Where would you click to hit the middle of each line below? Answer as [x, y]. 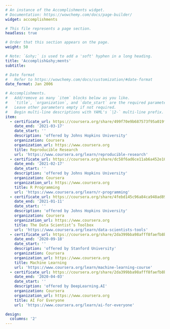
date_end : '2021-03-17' [39, 126]
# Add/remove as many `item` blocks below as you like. [68, 98]
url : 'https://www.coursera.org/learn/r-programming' [72, 192]
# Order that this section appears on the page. [57, 43]
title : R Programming [37, 187]
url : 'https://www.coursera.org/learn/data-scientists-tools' [81, 230]
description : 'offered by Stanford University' [65, 249]
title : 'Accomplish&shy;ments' [38, 61]
